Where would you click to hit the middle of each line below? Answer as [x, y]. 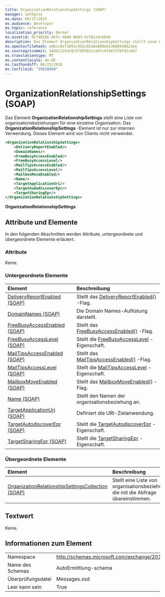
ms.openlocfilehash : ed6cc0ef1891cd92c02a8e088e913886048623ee [71, 46]
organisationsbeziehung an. [109, 402]
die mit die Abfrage [134, 493]
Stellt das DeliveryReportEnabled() [116, 297]
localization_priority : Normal [37, 33]
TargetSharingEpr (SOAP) [37, 441]
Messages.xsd [73, 579]
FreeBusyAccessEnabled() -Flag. [115, 331]
